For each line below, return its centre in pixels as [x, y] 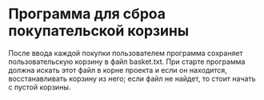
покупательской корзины [99, 31]
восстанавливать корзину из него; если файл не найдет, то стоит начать [132, 78]
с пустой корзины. [40, 87]
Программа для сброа [87, 14]
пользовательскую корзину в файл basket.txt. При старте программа [127, 62]
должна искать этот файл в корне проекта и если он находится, [118, 70]
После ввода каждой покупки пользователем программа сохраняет [126, 53]
